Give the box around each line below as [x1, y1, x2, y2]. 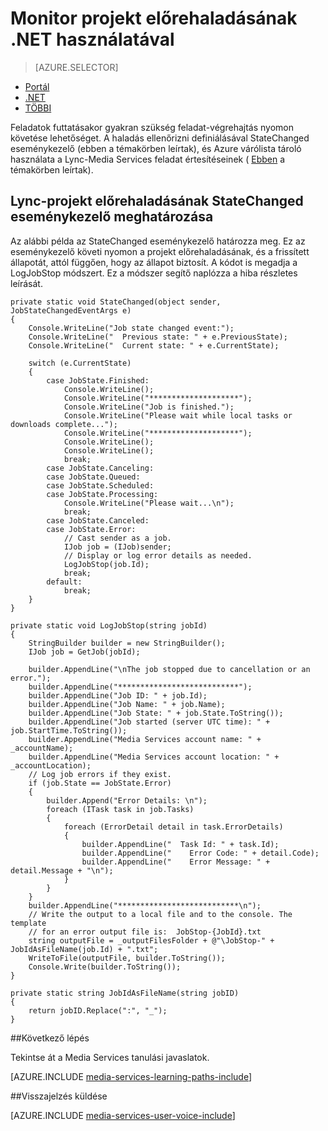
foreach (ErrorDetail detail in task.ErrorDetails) [63, 822, 284, 832]
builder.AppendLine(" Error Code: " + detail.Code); [81, 848, 320, 858]
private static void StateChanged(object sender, [10, 297, 222, 307]
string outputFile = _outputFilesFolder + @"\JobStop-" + [28, 935, 275, 946]
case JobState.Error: [46, 524, 137, 534]
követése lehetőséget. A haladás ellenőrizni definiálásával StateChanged [10, 132, 310, 144]
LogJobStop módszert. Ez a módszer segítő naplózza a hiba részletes [10, 267, 298, 279]
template [10, 918, 47, 928]
